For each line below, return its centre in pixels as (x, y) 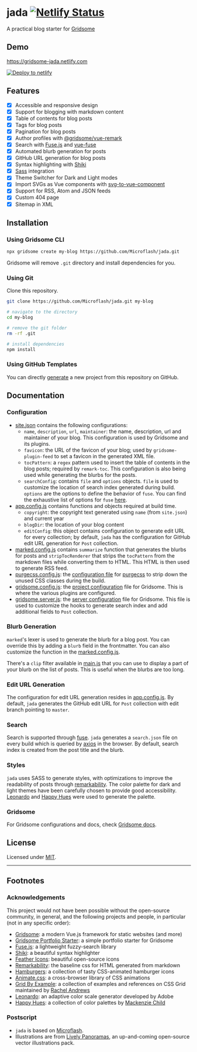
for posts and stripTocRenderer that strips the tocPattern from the (95, 555)
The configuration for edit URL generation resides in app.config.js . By (90, 697)
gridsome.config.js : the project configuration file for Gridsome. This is (99, 587)
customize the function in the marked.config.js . (63, 652)
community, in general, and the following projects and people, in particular (96, 916)
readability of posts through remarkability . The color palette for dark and (94, 784)
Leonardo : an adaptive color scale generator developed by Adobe (94, 996)
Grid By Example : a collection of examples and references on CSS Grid (100, 984)
